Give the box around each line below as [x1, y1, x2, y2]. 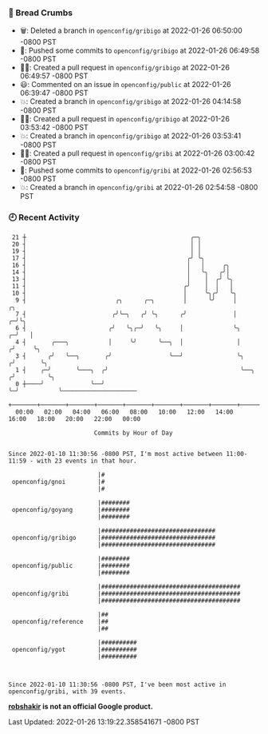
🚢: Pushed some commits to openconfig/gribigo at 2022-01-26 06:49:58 [19, 46, 260, 55]
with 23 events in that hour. [37, 457, 137, 465]
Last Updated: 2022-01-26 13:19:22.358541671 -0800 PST [8, 716, 200, 726]
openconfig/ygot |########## [11, 645, 137, 653]
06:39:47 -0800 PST [19, 88, 89, 98]
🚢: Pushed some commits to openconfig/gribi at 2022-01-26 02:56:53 [19, 165, 253, 175]
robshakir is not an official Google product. [8, 701, 153, 711]
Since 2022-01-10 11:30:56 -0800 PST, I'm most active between [8, 450, 223, 458]
